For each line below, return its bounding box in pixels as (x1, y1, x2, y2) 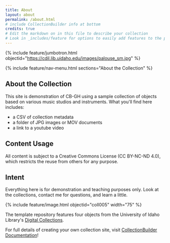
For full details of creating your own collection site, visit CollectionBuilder (5, 227, 157, 233)
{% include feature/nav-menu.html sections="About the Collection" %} (5, 65, 153, 71)
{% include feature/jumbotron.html (5, 49, 77, 56)
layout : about (5, 12, 35, 17)
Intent (5, 173, 24, 181)
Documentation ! (5, 232, 39, 238)
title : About (5, 7, 33, 13)
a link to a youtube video (12, 125, 64, 131)
